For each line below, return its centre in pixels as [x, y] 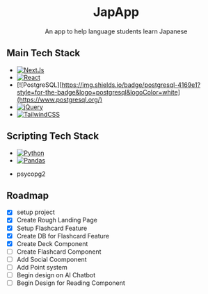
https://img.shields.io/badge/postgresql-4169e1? [131, 85]
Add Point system [42, 267]
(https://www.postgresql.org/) [59, 99]
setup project [35, 212]
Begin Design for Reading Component [71, 283]
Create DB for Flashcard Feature [63, 236]
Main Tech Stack [43, 53]
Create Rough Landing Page [57, 220]
